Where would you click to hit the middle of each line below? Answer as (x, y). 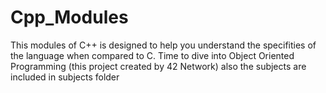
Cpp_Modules (69, 17)
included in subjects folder (65, 77)
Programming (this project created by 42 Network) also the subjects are (158, 66)
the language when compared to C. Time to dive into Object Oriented (152, 55)
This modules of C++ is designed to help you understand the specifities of (163, 45)
